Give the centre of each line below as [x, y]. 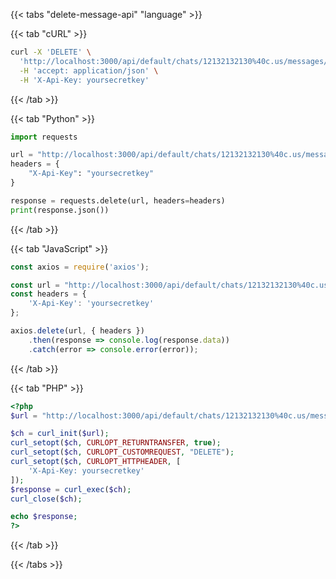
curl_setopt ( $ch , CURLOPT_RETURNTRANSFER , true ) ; [116, 443]
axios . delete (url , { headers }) [77, 331]
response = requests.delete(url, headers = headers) [118, 200]
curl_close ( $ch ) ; [46, 499]
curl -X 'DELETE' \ [51, 52]
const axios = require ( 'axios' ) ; [80, 267]
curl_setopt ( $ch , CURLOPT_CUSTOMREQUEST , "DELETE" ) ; [122, 452]
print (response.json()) [60, 210]
